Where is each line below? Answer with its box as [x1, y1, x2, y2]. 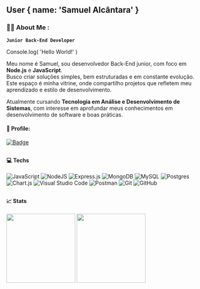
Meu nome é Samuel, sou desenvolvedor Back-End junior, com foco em [6, 60, 187, 67]
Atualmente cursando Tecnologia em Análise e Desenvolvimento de [6, 98, 180, 105]
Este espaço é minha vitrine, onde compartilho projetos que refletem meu [6, 79, 192, 87]
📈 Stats [6, 198, 27, 205]
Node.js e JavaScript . [6, 66, 63, 74]
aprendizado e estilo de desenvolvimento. [6, 86, 112, 93]
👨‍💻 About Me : [6, 23, 50, 32]
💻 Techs [6, 156, 29, 164]
